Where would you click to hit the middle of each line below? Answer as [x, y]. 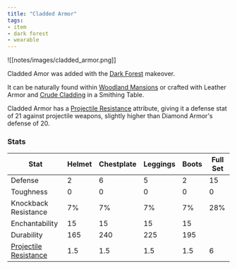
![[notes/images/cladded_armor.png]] [62, 60]
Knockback [30, 204]
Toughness [29, 192]
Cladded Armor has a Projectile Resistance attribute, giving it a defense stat [117, 108]
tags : [15, 20]
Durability [27, 235]
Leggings [159, 164]
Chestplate [117, 164]
